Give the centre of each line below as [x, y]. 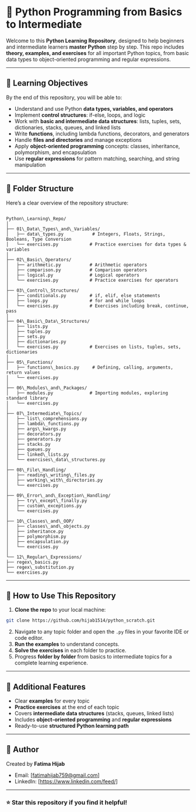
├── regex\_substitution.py [40, 567]
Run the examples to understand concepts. [67, 644]
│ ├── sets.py [26, 336]
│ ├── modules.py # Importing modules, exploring [87, 393]
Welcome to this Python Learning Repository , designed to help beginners [95, 40]
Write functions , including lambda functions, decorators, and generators [102, 134]
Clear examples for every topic [52, 701]
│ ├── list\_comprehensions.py [47, 418]
